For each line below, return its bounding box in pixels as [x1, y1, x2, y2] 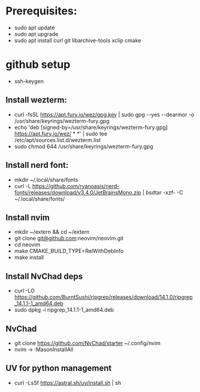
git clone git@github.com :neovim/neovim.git [14, 235, 124, 242]
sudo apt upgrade [14, 30, 59, 37]
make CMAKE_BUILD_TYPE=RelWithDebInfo [14, 248, 124, 255]
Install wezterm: [5, 95, 67, 105]
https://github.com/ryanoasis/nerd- [32, 182, 120, 189]
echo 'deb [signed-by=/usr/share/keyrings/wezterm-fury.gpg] [14, 123, 168, 131]
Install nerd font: [5, 160, 69, 170]
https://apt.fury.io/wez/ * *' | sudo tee [14, 130, 108, 137]
